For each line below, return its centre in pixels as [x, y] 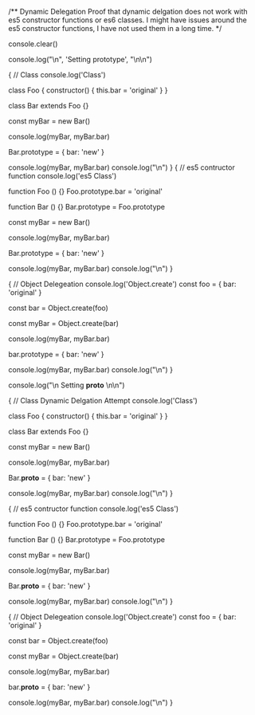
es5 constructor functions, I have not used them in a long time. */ [115, 28]
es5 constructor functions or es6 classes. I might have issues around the [127, 20]
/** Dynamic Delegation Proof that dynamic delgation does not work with [128, 12]
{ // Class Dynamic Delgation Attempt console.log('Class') [103, 401]
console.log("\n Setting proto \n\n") [67, 385]
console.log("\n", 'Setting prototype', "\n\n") [80, 59]
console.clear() [33, 44]
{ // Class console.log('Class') [57, 75]
